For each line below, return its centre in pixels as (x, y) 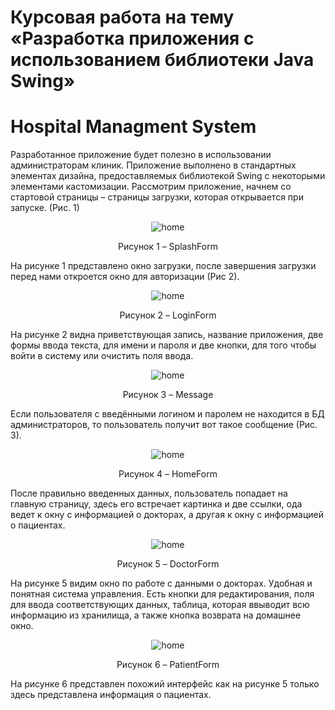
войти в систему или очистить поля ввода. (102, 356)
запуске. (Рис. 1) (45, 208)
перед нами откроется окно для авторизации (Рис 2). (125, 277)
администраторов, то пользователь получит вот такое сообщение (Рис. (164, 425)
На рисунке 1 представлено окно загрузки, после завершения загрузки (163, 266)
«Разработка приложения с (132, 38)
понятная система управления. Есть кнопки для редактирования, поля (162, 594)
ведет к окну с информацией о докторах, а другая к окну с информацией (167, 515)
